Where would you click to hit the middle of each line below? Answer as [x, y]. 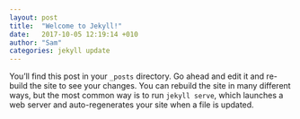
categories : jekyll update [60, 51]
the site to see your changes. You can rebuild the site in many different [160, 86]
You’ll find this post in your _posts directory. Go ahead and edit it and [137, 76]
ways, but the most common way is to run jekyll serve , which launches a [146, 96]
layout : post [34, 17]
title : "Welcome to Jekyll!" [66, 26]
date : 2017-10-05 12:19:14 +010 [74, 34]
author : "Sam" [36, 42]
